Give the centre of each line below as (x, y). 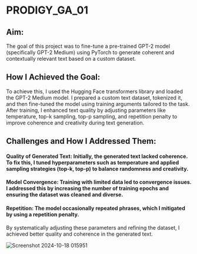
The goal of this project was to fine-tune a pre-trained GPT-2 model (88, 46)
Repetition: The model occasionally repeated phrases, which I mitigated (96, 208)
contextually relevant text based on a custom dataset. (71, 59)
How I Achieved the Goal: (53, 77)
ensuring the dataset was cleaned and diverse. (65, 194)
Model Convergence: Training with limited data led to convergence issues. (99, 182)
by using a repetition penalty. (43, 214)
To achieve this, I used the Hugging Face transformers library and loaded (95, 91)
